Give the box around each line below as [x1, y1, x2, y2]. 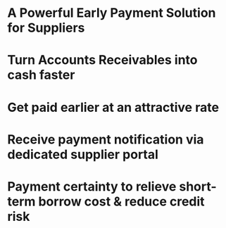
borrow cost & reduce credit [38, 194, 206, 209]
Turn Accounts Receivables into [7, 52, 198, 68]
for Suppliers [7, 20, 85, 36]
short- [179, 178, 217, 194]
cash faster [7, 67, 75, 83]
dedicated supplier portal [7, 146, 158, 163]
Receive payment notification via [7, 132, 204, 147]
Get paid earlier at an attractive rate [7, 99, 220, 115]
